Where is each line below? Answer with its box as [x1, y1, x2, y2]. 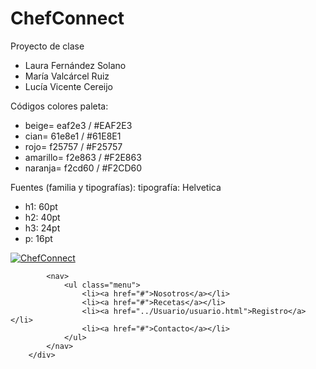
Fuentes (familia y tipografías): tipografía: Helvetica [10, 181, 222, 193]
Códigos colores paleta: [10, 100, 109, 112]
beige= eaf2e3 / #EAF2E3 [24, 119, 133, 131]
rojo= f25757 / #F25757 [24, 140, 123, 152]
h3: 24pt [24, 222, 61, 234]
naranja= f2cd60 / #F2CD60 [24, 162, 143, 174]
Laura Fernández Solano [24, 59, 127, 71]
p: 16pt [24, 232, 53, 244]
